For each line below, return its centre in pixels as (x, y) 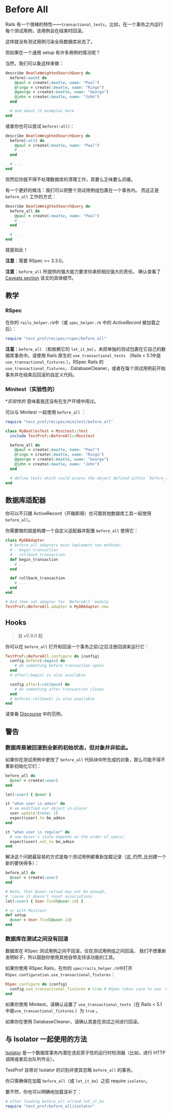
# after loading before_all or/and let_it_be (55, 1101)
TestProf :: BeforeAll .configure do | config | (52, 656)
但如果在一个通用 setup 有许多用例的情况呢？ (53, 52)
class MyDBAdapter (25, 541)
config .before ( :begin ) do (38, 661)
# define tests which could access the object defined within (78, 478)
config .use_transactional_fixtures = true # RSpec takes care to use (85, 989)
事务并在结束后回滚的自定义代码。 (41, 375)
